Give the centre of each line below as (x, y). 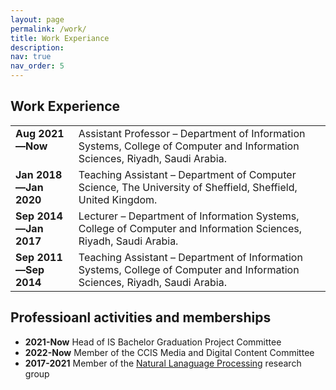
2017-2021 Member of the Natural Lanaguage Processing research (163, 363)
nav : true (31, 57)
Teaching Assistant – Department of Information (190, 257)
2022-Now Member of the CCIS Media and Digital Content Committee (169, 352)
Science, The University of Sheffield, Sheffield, (188, 187)
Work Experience (65, 106)
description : (37, 47)
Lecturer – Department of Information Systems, (189, 216)
